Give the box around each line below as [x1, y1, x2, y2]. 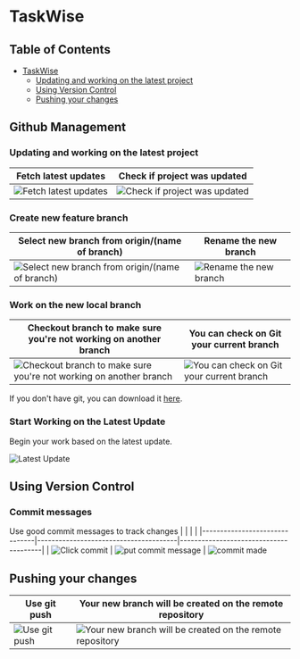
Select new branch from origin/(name [18, 234, 182, 246]
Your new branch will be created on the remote [79, 597, 284, 610]
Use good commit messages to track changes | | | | [9, 526, 198, 537]
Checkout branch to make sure [27, 321, 162, 334]
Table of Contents [9, 42, 112, 57]
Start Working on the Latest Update [9, 415, 166, 428]
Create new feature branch [9, 212, 129, 224]
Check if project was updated [118, 170, 247, 182]
